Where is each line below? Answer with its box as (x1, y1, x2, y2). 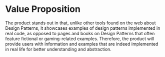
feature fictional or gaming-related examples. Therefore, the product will (5, 36, 154, 42)
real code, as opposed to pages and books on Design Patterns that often (5, 30, 155, 36)
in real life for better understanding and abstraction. (5, 46, 111, 52)
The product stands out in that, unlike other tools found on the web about (5, 20, 156, 26)
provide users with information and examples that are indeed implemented (5, 41, 158, 47)
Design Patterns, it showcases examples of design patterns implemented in (5, 25, 160, 31)
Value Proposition (5, 3, 81, 15)
